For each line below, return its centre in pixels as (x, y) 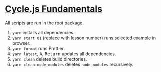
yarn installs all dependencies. (43, 32)
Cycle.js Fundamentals (54, 9)
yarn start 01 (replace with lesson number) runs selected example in (84, 38)
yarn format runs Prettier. (38, 48)
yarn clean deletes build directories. (50, 59)
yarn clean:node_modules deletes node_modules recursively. (73, 64)
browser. (21, 43)
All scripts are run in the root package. (44, 23)
